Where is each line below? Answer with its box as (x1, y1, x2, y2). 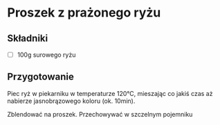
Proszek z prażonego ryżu (7, 5, 161, 21)
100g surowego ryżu (17, 50, 76, 59)
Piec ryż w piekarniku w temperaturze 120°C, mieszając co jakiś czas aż (7, 89, 213, 97)
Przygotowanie (7, 71, 74, 83)
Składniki (7, 32, 48, 44)
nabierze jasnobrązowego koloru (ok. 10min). (7, 97, 136, 105)
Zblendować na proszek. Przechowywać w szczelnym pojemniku (7, 110, 193, 118)
